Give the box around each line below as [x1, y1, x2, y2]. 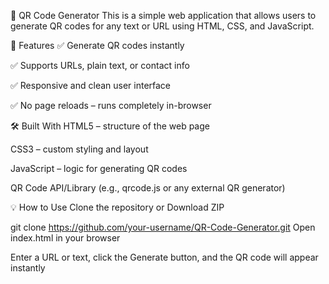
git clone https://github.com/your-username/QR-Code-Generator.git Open [10, 221, 316, 233]
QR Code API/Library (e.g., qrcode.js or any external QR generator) [10, 182, 286, 194]
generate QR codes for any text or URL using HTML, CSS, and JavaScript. [10, 20, 315, 32]
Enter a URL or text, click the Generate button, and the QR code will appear [10, 251, 319, 263]
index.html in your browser [10, 232, 121, 244]
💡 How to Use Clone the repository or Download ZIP [10, 201, 225, 213]
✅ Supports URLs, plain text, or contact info [10, 60, 190, 71]
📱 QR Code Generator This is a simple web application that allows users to [10, 10, 317, 21]
